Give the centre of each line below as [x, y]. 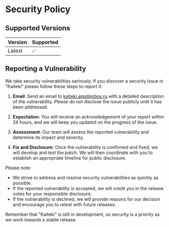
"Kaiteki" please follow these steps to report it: [54, 86]
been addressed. [30, 107]
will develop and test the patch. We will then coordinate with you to [83, 153]
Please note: [18, 168]
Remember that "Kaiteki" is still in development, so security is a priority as [82, 214]
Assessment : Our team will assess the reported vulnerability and [80, 132]
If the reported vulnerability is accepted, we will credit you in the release [88, 188]
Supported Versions [38, 28]
